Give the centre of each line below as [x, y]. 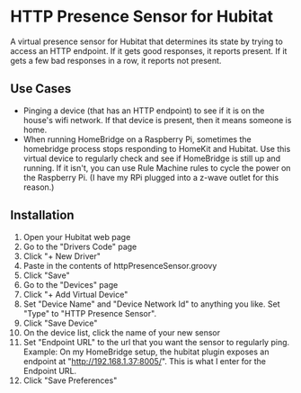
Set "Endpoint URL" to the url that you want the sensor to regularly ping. [156, 342]
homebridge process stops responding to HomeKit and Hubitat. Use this [157, 148]
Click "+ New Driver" [62, 256]
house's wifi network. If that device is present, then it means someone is [157, 120]
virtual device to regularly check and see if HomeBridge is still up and [152, 158]
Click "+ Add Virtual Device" [75, 294]
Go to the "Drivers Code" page [80, 246]
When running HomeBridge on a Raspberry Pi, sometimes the [137, 139]
